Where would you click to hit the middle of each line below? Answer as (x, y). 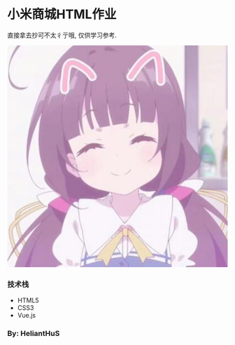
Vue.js (27, 315)
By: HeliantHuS (34, 333)
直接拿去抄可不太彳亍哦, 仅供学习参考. (62, 35)
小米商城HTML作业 (62, 14)
